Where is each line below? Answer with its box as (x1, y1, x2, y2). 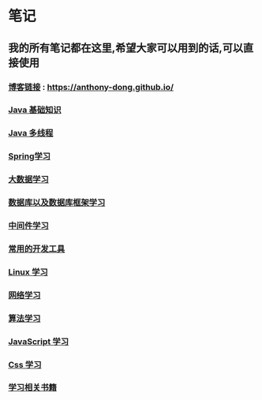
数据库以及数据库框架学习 (8, 197, 106, 208)
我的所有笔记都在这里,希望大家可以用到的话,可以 (8, 41, 244, 54)
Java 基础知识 (8, 104, 62, 115)
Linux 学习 (8, 266, 49, 277)
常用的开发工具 (8, 243, 65, 254)
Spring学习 (8, 151, 51, 162)
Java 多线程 (8, 128, 54, 139)
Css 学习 (8, 359, 42, 370)
